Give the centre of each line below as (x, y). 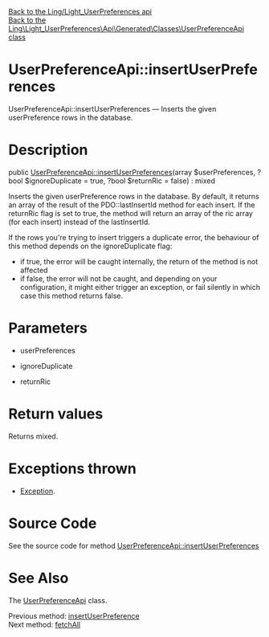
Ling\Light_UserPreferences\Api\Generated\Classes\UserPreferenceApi (126, 29)
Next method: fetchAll (45, 624)
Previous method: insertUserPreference (74, 616)
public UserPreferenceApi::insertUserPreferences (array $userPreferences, (132, 172)
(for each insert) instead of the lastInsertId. (79, 222)
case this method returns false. (71, 296)
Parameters (48, 328)
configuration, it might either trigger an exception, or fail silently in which (140, 287)
